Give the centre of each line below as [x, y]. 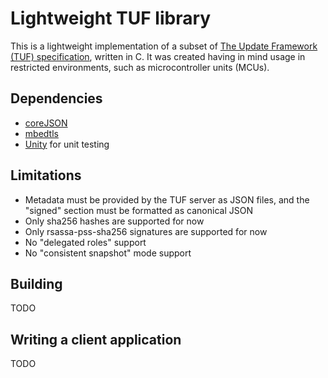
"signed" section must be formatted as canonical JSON [138, 210]
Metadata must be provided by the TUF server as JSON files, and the [167, 199]
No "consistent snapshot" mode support [108, 253]
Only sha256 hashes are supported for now [114, 221]
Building [36, 283]
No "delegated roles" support [85, 242]
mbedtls [41, 133]
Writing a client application [96, 339]
